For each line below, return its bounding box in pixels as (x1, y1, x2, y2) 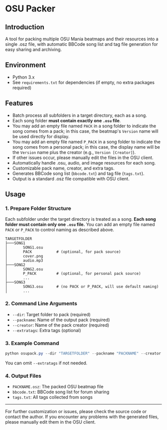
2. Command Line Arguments (5, 300, 78, 307)
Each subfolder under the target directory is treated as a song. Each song (5, 216, 156, 222)
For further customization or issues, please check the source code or (5, 409, 147, 415)
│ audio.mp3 (5, 258, 43, 263)
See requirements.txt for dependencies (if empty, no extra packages (12, 79, 155, 85)
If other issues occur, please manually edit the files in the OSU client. (12, 155, 154, 161)
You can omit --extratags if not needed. (5, 360, 88, 366)
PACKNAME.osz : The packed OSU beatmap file (12, 384, 103, 390)
